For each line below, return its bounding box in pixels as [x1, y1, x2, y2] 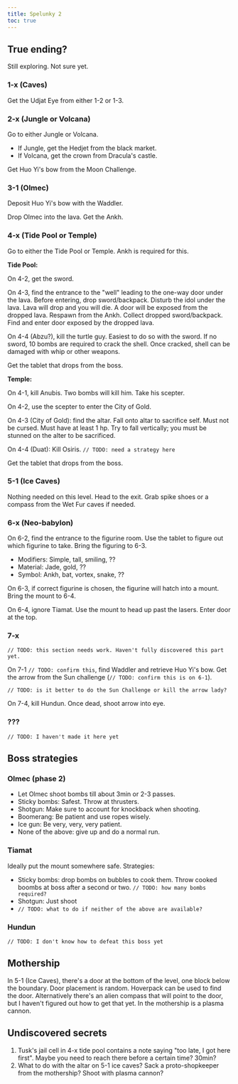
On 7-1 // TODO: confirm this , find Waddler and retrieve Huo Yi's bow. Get [7, 665, 227, 674]
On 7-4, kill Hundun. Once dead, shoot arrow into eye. [7, 699, 166, 708]
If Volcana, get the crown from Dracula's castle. [17, 151, 158, 160]
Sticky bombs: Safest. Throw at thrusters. [17, 798, 140, 806]
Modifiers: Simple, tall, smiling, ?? [17, 555, 116, 564]
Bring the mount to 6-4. [7, 591, 76, 601]
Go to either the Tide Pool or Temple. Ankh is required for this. [7, 247, 190, 255]
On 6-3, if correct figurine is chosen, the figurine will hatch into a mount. [7, 584, 220, 593]
